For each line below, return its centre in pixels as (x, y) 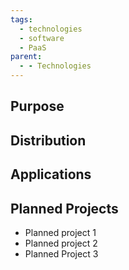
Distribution (48, 140)
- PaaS (33, 47)
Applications (51, 174)
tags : (21, 19)
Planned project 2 (61, 243)
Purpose (37, 106)
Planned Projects (64, 208)
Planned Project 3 (61, 253)
